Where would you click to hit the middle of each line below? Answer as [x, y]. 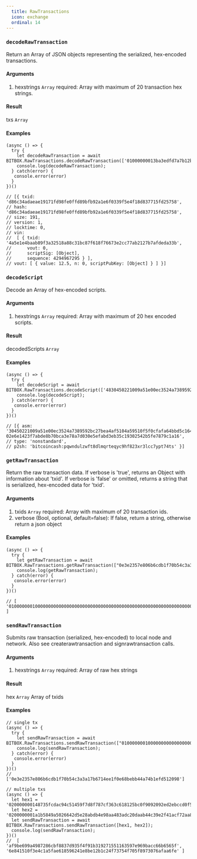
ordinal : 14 [26, 22]
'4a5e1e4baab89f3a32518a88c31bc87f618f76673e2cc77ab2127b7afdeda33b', [94, 243]
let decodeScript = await [48, 385]
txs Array [17, 120]
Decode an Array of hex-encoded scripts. [56, 290]
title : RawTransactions [40, 11]
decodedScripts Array [33, 349]
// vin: [16, 233]
